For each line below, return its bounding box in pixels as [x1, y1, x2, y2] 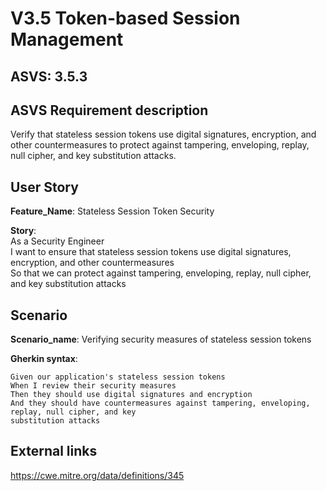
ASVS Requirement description [10, 102, 209, 119]
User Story [10, 178, 79, 196]
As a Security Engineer [10, 235, 105, 247]
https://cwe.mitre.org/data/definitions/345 [10, 469, 185, 481]
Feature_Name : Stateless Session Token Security [10, 205, 215, 217]
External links [10, 443, 98, 460]
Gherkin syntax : [10, 353, 78, 365]
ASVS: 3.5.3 [10, 68, 88, 85]
